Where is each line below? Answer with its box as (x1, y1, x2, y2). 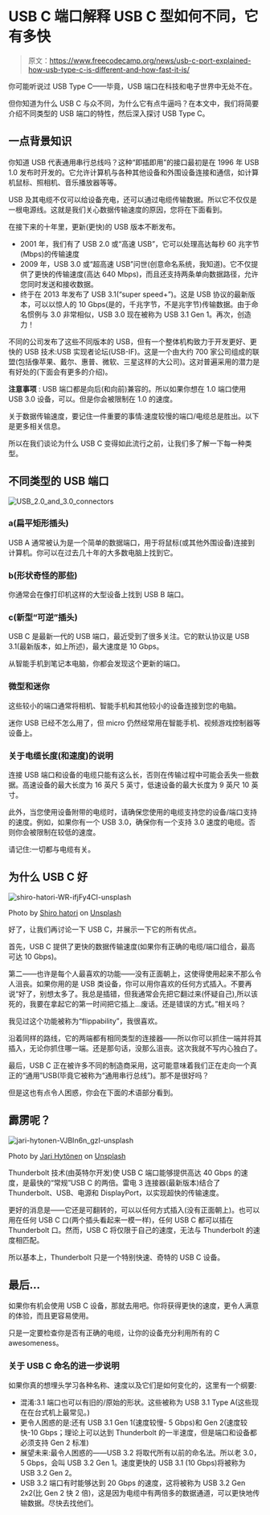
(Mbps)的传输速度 (19, 249, 80, 259)
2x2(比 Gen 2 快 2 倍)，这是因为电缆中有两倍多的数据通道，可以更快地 (19, 1488, 253, 1497)
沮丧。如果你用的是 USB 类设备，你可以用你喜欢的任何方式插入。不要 (14, 978, 245, 988)
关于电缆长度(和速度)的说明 (8, 750, 114, 762)
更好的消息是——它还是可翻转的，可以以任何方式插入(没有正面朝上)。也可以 (8, 1205, 260, 1214)
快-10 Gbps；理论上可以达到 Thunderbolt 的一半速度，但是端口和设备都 (19, 1427, 257, 1437)
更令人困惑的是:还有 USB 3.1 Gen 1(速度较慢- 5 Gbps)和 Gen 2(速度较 (19, 1417, 247, 1427)
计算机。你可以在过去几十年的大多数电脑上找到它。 (8, 547, 178, 557)
